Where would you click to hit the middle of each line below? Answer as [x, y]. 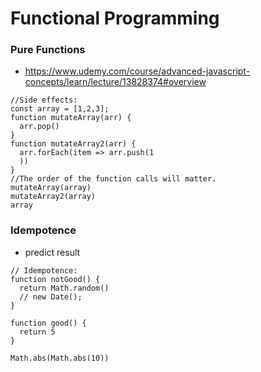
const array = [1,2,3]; [60, 109]
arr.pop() [39, 127]
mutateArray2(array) [53, 197]
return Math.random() [64, 288]
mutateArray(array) [51, 188]
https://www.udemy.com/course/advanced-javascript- [137, 71]
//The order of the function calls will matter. [113, 179]
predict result [52, 252]
